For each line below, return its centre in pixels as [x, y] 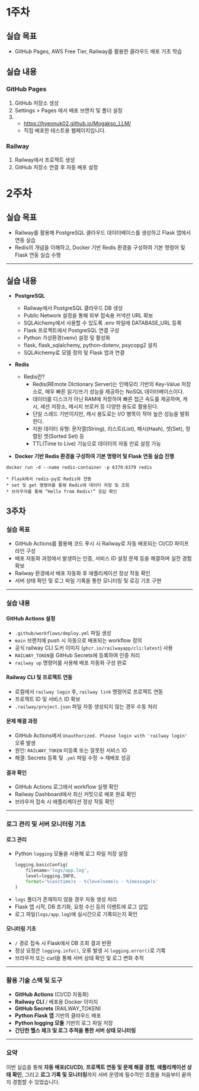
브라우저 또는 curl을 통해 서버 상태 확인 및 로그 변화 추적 [79, 958]
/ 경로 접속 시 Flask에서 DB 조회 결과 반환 [63, 943]
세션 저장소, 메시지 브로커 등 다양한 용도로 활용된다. [99, 406]
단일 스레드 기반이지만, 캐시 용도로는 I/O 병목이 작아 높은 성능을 [105, 414]
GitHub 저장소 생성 [37, 103]
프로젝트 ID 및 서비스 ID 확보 [48, 699]
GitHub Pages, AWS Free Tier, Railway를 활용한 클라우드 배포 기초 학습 [98, 51]
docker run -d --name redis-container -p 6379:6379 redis [79, 467]
